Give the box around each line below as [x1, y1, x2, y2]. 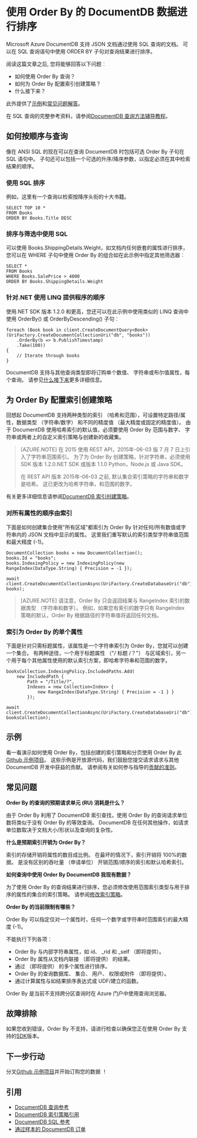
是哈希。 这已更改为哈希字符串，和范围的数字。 [20, 481, 135, 488]
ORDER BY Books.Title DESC [6, 215, 72, 221]
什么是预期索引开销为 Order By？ [6, 839, 86, 846]
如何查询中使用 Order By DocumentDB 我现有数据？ [6, 871, 132, 878]
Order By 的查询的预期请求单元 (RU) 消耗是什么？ [6, 799, 125, 806]
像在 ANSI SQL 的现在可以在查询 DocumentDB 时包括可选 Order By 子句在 [6, 148, 185, 155]
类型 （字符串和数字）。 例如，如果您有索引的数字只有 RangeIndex [25, 604, 185, 611]
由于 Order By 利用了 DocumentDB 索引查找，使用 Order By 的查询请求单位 [6, 811, 188, 819]
